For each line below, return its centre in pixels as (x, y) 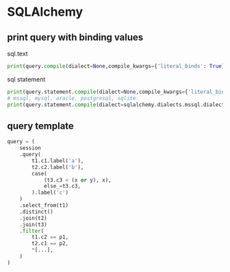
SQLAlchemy (45, 12)
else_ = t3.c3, (62, 186)
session (30, 148)
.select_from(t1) (44, 206)
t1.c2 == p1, (50, 237)
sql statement (26, 79)
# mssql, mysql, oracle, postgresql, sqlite (72, 98)
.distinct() (36, 212)
